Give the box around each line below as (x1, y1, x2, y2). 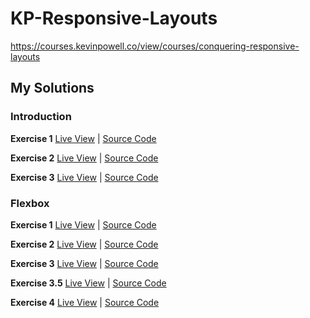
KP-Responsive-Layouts (10, 7, 218, 30)
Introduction (10, 110, 72, 124)
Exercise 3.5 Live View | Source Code (10, 277, 167, 289)
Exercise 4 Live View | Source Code (10, 296, 160, 308)
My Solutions (10, 80, 95, 97)
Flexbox (10, 196, 50, 210)
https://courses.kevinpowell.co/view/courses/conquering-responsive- (10, 40, 300, 52)
